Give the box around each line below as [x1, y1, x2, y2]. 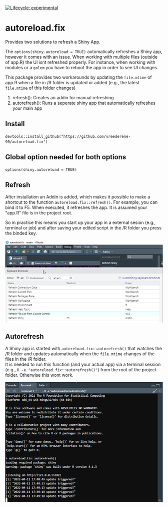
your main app [12, 105, 42, 111]
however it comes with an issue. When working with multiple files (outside [5, 54, 158, 60]
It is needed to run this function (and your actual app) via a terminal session [5, 361, 161, 368]
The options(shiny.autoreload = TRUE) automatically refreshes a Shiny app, [5, 48, 162, 55]
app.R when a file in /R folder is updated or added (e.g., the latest [5, 79, 139, 85]
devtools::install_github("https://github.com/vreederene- [5, 134, 131, 139]
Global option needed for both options [5, 153, 126, 161]
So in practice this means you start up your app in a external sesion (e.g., [5, 219, 156, 225]
